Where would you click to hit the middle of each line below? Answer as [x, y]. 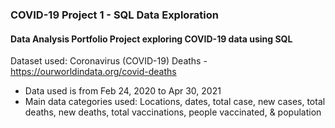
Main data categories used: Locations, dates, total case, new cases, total [175, 102]
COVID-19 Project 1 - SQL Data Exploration [114, 15]
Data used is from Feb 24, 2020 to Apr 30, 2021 [123, 91]
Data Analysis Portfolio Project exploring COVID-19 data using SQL [151, 39]
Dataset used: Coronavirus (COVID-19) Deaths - [109, 61]
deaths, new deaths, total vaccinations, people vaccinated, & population [173, 112]
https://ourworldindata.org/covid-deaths [93, 72]
